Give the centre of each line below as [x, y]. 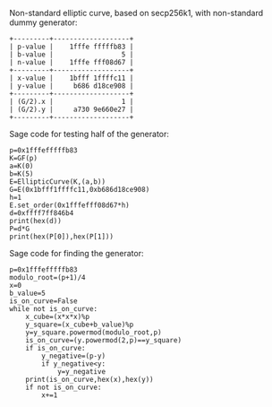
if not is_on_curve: [64, 387]
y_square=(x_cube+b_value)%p [80, 325]
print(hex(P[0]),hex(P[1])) [62, 237]
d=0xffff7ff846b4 [42, 213]
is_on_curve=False [43, 301]
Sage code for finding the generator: [76, 253]
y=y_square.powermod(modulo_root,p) [94, 333]
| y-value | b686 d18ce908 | [72, 86]
